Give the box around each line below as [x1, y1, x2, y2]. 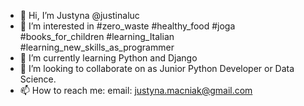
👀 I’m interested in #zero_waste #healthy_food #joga [19, 20, 236, 32]
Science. [19, 73, 57, 85]
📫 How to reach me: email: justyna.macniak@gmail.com [19, 85, 253, 96]
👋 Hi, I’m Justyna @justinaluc [19, 10, 140, 21]
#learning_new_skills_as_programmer [19, 41, 175, 53]
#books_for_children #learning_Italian [19, 31, 175, 42]
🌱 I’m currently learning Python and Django [19, 52, 198, 64]
